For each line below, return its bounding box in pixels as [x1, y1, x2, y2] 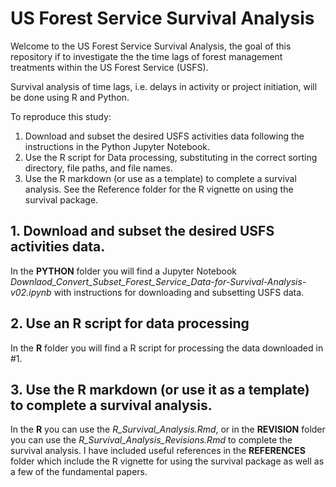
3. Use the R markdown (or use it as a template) [10, 381, 310, 398]
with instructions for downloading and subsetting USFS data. [53, 286, 305, 298]
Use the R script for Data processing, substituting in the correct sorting [24, 151, 318, 163]
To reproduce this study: [10, 110, 112, 122]
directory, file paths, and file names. [24, 162, 174, 174]
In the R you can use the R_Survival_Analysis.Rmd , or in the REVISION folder [10, 423, 326, 436]
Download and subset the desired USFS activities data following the [24, 130, 305, 142]
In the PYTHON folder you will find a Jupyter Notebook [10, 265, 238, 277]
